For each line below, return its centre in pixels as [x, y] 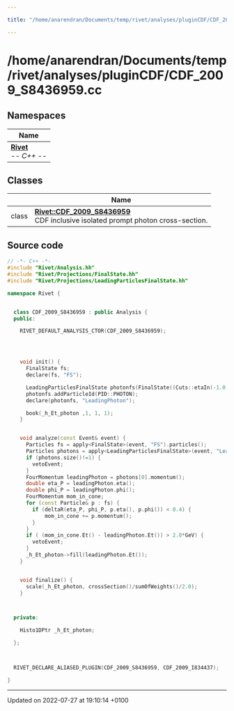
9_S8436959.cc [55, 90]
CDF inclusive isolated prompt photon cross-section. [121, 220]
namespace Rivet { [34, 293]
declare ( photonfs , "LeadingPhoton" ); [80, 400]
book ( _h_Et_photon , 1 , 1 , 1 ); [69, 413]
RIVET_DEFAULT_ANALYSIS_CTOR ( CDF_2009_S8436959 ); [93, 331]
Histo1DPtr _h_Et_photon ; [57, 630]
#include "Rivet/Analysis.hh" [51, 268]
